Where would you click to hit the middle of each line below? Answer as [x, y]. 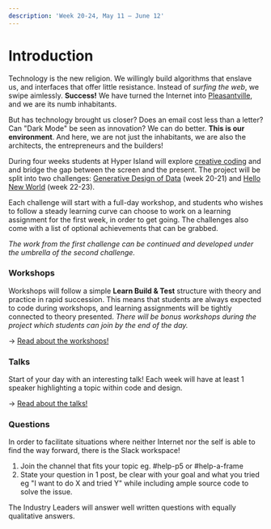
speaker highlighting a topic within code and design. [95, 388]
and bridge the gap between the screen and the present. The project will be [134, 170]
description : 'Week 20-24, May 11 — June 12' [86, 16]
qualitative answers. [42, 516]
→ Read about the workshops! [59, 341]
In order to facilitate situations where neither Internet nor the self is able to [132, 442]
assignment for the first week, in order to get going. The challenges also [129, 220]
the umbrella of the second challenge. [72, 252]
